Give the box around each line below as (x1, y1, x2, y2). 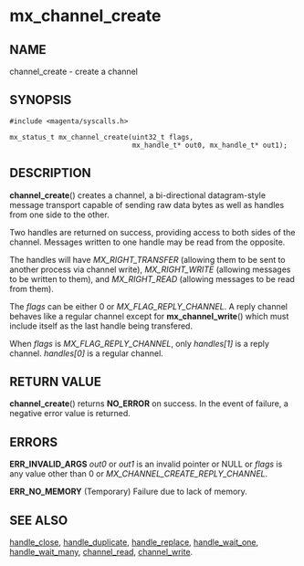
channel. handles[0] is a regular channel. (9, 348, 164, 359)
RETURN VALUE (9, 374, 102, 390)
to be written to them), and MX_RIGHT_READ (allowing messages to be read (9, 273, 295, 284)
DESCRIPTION (9, 165, 91, 181)
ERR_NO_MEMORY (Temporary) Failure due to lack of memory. (9, 486, 248, 498)
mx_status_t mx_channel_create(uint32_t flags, (9, 132, 194, 141)
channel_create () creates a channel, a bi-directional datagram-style (9, 189, 267, 201)
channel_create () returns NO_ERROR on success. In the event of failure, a (9, 398, 289, 409)
